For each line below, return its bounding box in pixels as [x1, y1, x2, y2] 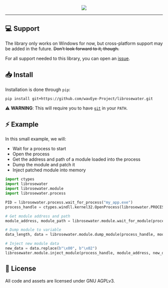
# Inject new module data [5, 241, 59, 246]
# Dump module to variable [5, 227, 61, 233]
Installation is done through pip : [5, 86, 71, 92]
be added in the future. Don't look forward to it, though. [5, 45, 119, 52]
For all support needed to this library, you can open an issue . [5, 55, 130, 61]
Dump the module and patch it [12, 162, 75, 168]
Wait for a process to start [12, 146, 66, 152]
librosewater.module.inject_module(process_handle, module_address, [5, 250, 151, 255]
